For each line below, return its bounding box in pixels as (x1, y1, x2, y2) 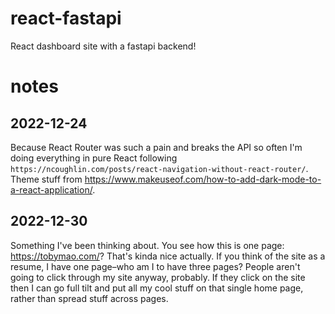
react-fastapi (10, 7, 122, 30)
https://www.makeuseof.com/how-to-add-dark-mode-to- (84, 173, 322, 185)
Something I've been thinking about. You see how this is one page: (10, 239, 285, 251)
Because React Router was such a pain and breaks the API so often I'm (10, 141, 303, 153)
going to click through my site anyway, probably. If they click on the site (10, 271, 306, 283)
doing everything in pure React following (10, 152, 178, 164)
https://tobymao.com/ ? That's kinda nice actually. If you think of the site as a (10, 250, 326, 262)
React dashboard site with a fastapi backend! (10, 40, 197, 52)
